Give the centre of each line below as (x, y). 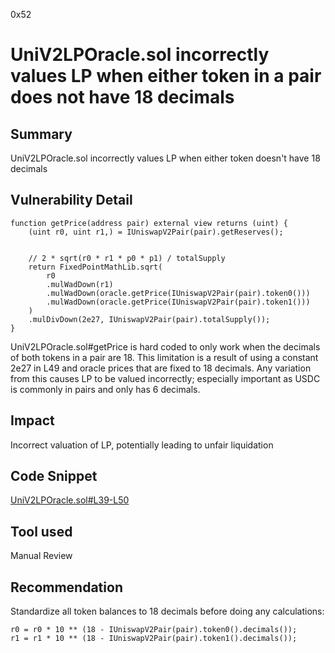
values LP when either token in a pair (166, 76)
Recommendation (66, 587)
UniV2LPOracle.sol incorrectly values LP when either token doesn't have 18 (165, 158)
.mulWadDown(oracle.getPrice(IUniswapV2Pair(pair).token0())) (178, 293)
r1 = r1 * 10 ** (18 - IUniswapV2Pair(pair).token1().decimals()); (154, 639)
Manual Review (41, 556)
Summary (41, 134)
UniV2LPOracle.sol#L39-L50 (70, 500)
